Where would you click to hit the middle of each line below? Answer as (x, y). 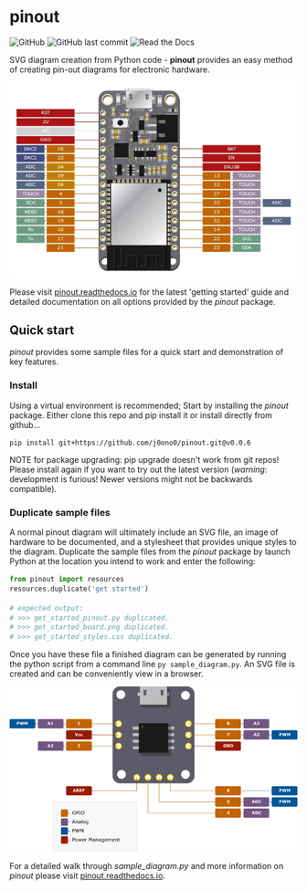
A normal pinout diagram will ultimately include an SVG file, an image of (144, 532)
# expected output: (47, 608)
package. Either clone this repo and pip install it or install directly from (141, 415)
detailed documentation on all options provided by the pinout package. (143, 301)
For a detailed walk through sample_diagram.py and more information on (147, 865)
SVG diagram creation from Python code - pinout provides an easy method (151, 59)
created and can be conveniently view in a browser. (106, 674)
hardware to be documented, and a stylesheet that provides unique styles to (153, 542)
